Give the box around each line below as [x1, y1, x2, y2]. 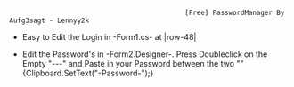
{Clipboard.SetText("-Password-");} [21, 67, 154, 78]
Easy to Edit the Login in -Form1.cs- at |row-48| [21, 32, 197, 42]
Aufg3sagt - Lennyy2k [9, 16, 90, 25]
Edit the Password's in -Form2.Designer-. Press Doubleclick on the [21, 49, 268, 59]
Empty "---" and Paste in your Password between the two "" [21, 59, 244, 68]
